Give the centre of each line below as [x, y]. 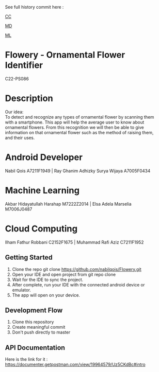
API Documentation [35, 347]
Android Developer [44, 157]
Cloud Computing [41, 229]
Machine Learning [42, 190]
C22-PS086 [17, 79]
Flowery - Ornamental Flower [65, 55]
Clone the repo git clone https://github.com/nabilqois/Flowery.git [77, 269]
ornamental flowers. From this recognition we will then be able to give [74, 127]
